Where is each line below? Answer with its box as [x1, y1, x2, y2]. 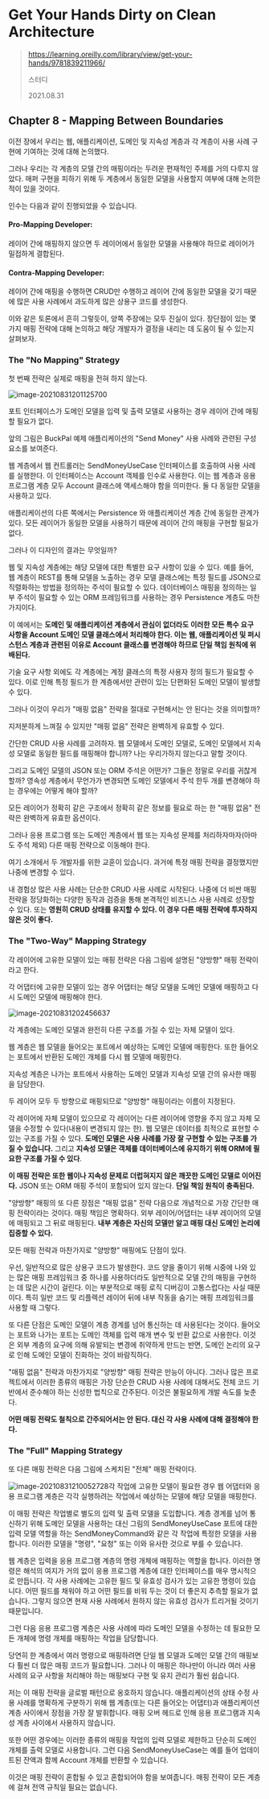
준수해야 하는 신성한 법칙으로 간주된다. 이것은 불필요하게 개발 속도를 [29, 1387, 243, 1396]
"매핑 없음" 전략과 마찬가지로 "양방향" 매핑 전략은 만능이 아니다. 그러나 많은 [8, 1367, 244, 1376]
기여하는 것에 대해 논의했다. [22, 147, 110, 156]
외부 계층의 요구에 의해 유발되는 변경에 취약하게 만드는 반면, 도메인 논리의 [16, 1339, 247, 1350]
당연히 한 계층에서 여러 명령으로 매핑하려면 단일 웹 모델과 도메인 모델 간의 [8, 1651, 238, 1660]
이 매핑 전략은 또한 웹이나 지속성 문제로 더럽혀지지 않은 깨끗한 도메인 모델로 [8, 1170, 241, 1181]
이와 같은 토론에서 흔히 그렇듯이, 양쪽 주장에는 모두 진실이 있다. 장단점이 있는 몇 [8, 314, 257, 324]
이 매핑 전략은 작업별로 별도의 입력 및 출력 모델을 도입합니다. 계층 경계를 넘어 [8, 1508, 248, 1519]
